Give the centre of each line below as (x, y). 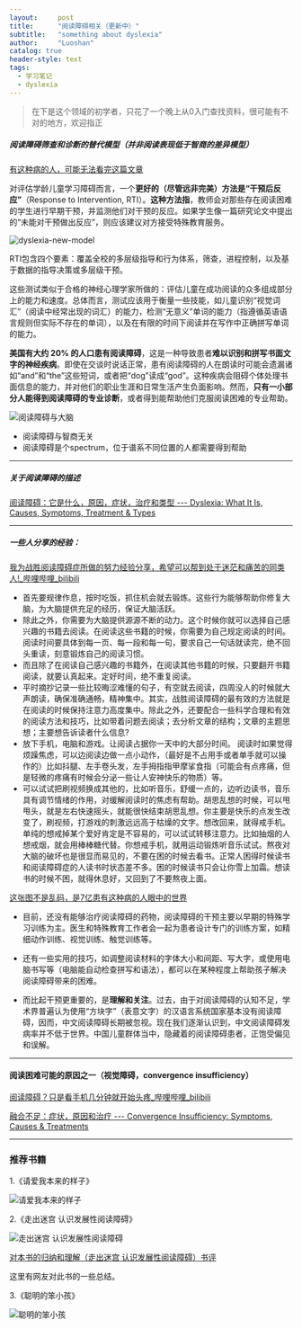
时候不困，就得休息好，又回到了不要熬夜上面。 (125, 878)
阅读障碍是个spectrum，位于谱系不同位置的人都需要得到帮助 (134, 447)
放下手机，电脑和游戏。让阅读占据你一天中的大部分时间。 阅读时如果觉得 (157, 744)
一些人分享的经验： (45, 543)
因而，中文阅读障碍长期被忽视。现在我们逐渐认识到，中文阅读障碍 (160, 1022)
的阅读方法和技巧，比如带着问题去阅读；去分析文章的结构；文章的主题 (152, 721)
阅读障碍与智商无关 (58, 436)
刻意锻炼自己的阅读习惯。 (101, 654)
